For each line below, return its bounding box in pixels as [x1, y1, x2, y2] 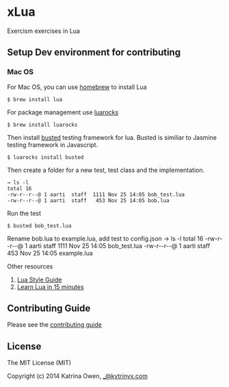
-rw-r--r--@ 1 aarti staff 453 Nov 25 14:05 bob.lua [7, 197, 170, 204]
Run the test [7, 209, 42, 217]
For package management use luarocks [7, 108, 119, 116]
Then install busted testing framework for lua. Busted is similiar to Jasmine [7, 133, 217, 141]
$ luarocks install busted [7, 153, 84, 161]
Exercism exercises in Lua [7, 27, 81, 35]
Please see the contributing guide [7, 321, 103, 329]
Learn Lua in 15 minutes [16, 282, 84, 291]
